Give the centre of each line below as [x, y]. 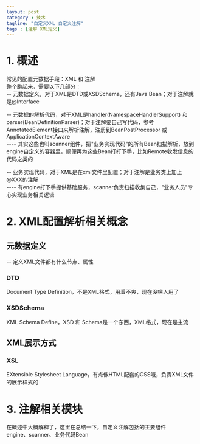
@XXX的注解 [22, 179]
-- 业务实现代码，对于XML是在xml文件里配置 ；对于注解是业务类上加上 [94, 172]
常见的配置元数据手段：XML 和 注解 [51, 79]
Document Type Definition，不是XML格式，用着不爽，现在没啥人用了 [93, 292]
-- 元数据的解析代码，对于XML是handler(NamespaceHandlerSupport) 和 [97, 115]
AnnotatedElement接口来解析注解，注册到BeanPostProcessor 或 [87, 130]
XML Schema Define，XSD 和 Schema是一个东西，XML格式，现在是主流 [97, 322]
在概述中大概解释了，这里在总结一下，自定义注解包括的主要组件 [86, 427]
